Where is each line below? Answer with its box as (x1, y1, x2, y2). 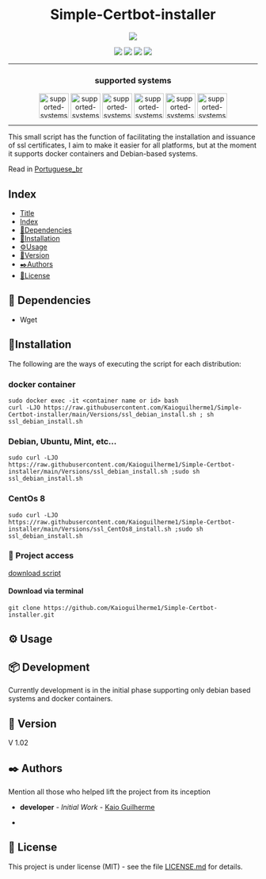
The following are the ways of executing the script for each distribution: (8, 359, 241, 368)
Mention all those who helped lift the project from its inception (8, 787, 211, 796)
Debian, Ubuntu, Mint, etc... (8, 436, 117, 447)
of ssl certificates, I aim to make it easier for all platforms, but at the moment (8, 140, 257, 150)
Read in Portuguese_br (8, 164, 83, 174)
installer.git (8, 611, 55, 620)
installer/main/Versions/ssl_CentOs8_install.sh (8, 525, 172, 533)
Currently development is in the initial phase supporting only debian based (8, 685, 251, 695)
